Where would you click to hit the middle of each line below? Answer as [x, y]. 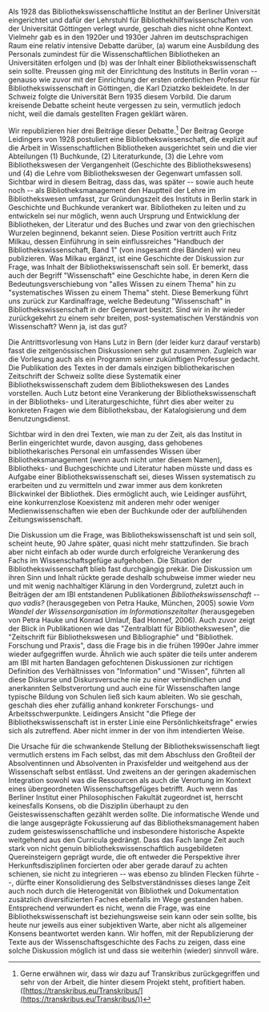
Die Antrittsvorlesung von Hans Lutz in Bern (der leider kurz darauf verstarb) [134, 342]
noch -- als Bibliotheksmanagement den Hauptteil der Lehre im [112, 190]
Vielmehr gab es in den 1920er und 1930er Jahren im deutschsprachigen [128, 37]
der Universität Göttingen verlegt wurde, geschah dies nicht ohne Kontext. [131, 28]
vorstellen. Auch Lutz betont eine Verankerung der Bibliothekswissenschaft [132, 393]
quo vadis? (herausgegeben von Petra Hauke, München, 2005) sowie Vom [131, 603]
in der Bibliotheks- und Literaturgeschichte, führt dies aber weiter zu [121, 401]
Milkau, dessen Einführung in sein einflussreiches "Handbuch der [116, 241]
